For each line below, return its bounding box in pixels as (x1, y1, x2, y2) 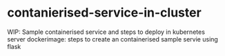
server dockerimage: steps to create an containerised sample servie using (7, 35, 219, 43)
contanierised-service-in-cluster (7, 5, 202, 21)
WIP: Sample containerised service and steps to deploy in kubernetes (7, 28, 206, 36)
